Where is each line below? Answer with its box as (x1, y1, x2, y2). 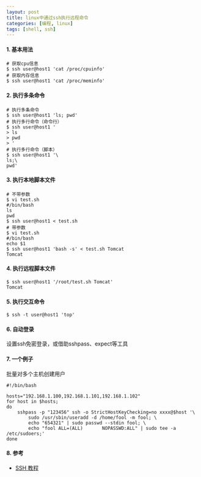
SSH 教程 (15, 464, 39, 471)
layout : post (6, 9, 40, 15)
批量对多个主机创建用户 (6, 370, 65, 377)
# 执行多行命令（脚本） (6, 146, 58, 153)
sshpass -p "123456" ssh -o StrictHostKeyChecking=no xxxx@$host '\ (17, 409, 196, 415)
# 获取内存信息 (6, 73, 40, 79)
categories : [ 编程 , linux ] (6, 20, 73, 26)
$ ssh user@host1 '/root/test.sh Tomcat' (6, 279, 114, 285)
